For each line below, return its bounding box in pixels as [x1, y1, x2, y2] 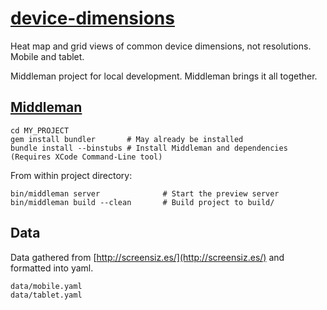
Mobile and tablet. [10, 50, 85, 62]
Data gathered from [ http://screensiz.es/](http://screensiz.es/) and [10, 251, 285, 263]
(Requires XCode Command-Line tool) [10, 152, 163, 162]
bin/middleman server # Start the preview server [10, 188, 280, 199]
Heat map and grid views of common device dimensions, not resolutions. [10, 40, 312, 52]
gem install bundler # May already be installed [10, 134, 244, 144]
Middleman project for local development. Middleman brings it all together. [10, 70, 318, 82]
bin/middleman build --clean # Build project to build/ [10, 197, 275, 207]
